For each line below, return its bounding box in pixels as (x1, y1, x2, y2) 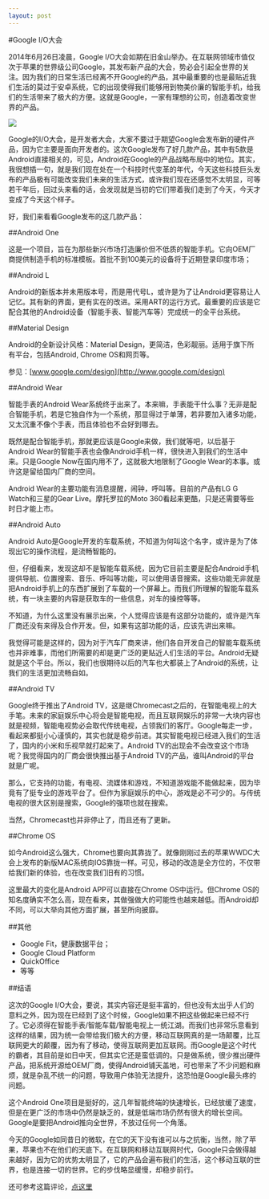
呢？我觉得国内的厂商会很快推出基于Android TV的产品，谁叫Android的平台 (8, 750, 255, 760)
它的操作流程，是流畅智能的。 (22, 546, 121, 556)
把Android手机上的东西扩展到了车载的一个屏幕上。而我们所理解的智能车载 (8, 583, 252, 593)
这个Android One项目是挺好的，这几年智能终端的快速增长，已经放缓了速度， (8, 1097, 260, 1107)
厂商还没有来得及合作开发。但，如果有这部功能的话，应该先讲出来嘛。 (8, 620, 240, 630)
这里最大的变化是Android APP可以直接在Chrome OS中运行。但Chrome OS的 (8, 884, 260, 894)
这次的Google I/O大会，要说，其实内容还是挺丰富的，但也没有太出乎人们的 (8, 1000, 255, 1009)
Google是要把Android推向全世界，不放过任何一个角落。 (8, 1117, 192, 1127)
